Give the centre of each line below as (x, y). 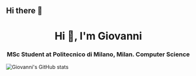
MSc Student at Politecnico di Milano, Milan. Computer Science (98, 54)
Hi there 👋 (24, 11)
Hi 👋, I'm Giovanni (98, 36)
